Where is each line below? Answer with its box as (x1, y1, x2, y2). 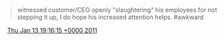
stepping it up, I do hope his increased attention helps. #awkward (17, 13, 204, 21)
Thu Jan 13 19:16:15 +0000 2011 (6, 27, 97, 34)
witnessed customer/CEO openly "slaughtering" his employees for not (17, 6, 218, 14)
